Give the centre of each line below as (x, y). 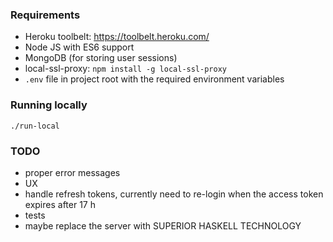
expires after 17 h (60, 204)
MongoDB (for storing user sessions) (101, 58)
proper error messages (72, 172)
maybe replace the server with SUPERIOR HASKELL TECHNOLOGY (163, 225)
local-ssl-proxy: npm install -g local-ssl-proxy (125, 69)
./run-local (35, 126)
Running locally (49, 105)
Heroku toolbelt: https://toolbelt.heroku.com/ (117, 37)
